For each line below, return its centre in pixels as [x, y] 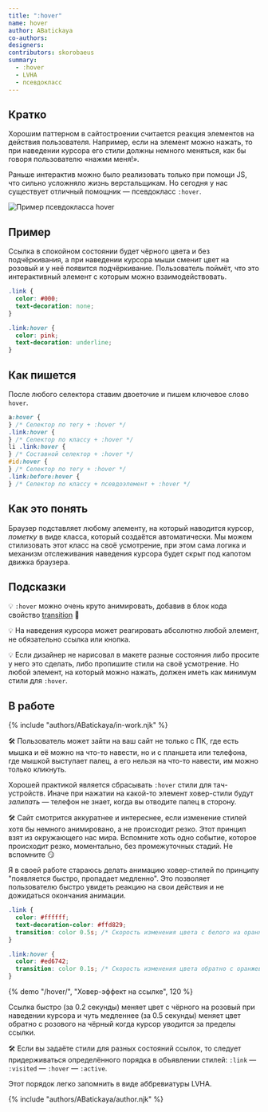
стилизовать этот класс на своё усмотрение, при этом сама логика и [127, 545]
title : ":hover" [35, 16]
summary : [23, 61]
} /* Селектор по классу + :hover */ [71, 439]
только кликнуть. [37, 769]
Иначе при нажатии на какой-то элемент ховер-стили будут [150, 793]
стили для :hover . [38, 681]
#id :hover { [28, 462]
